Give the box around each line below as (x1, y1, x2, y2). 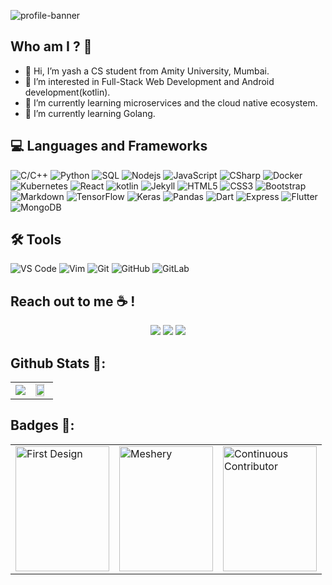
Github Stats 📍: (10, 355, 107, 372)
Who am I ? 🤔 (10, 38, 93, 55)
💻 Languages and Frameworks (10, 138, 208, 155)
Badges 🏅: (10, 417, 75, 434)
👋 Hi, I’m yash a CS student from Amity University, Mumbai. (24, 65, 270, 77)
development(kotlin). (24, 86, 111, 98)
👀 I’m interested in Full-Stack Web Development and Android (24, 75, 275, 87)
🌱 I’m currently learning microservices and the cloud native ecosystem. (24, 96, 318, 109)
